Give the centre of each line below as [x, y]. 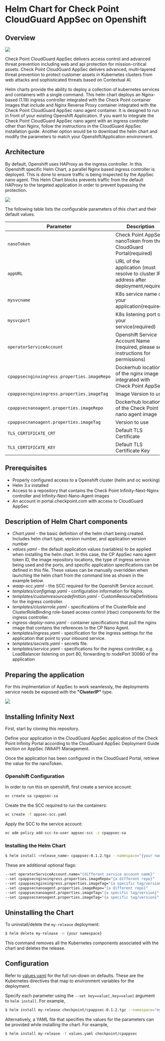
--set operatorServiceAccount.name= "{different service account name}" [80, 874]
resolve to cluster [135, 273]
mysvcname [19, 300]
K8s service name [136, 294]
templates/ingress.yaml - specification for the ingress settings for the [82, 633]
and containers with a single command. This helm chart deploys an [73, 94]
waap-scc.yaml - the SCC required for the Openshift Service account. [83, 586]
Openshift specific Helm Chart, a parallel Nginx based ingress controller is [80, 169]
